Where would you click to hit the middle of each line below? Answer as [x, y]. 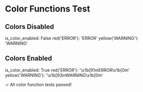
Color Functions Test [48, 9]
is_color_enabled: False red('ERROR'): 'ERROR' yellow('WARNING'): [72, 38]
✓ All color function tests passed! [38, 84]
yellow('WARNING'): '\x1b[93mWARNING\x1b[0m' [54, 75]
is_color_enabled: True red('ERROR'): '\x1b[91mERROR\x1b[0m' [67, 70]
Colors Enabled [29, 59]
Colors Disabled [29, 27]
